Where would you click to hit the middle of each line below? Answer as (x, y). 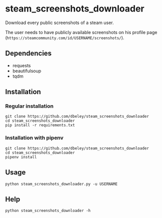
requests (22, 65)
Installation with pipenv (34, 138)
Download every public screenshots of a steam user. (59, 23)
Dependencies (28, 53)
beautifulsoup (27, 71)
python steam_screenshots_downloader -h (48, 211)
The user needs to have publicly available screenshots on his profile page (81, 32)
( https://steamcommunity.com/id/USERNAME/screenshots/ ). (65, 38)
